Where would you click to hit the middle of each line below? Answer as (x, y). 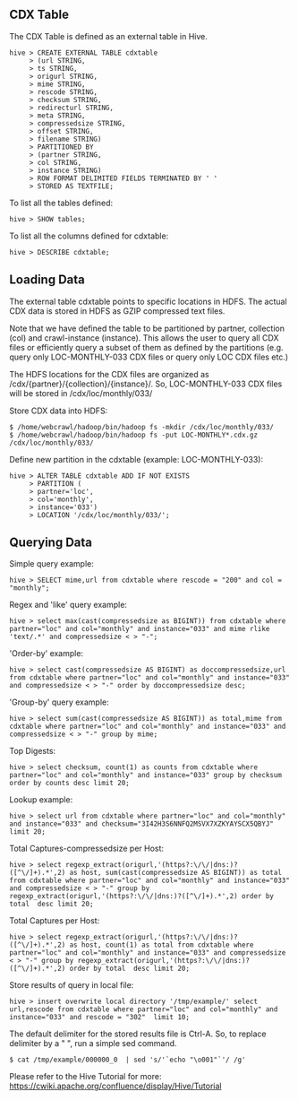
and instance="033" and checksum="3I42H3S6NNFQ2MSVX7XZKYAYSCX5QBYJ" (142, 824)
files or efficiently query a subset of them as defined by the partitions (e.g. (146, 347)
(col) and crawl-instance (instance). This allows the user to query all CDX (144, 338)
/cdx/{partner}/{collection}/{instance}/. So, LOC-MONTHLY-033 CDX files (146, 384)
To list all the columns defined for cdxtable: (89, 236)
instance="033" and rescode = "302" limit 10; (100, 1018)
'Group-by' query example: (59, 702)
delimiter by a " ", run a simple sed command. (93, 1044)
